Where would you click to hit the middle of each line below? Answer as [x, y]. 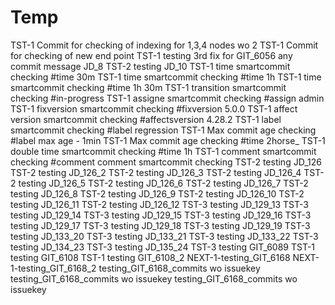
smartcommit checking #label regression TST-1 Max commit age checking [163, 130]
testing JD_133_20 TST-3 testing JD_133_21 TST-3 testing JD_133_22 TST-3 [164, 236]
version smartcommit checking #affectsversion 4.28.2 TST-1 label [146, 119]
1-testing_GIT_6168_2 [53, 268]
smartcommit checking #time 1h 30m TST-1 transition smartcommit [148, 87]
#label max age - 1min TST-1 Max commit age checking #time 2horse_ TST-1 [168, 140]
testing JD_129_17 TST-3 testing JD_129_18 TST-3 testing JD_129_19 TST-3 [160, 225]
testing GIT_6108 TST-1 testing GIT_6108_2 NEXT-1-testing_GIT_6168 [150, 257]
